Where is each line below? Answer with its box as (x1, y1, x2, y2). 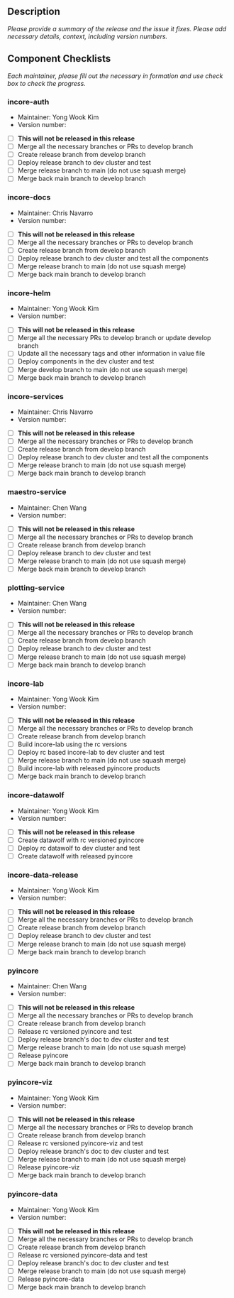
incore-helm (7, 288, 51, 298)
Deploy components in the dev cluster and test (17, 357, 155, 366)
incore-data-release (7, 870, 79, 880)
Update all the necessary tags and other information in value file (17, 349, 206, 358)
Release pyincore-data (17, 1275, 84, 1283)
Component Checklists (7, 53, 111, 65)
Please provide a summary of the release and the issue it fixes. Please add (7, 24, 227, 33)
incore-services (7, 391, 64, 401)
